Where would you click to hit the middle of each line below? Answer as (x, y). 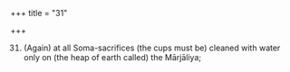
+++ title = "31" (39, 13)
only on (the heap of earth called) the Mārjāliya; (112, 57)
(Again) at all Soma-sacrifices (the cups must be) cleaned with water (152, 48)
